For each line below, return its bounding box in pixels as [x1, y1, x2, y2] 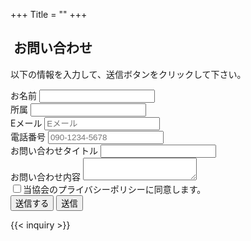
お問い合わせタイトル [10, 144, 98, 156]
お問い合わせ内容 [10, 170, 81, 183]
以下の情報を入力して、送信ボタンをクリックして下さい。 [10, 68, 247, 80]
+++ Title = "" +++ [10, 9, 88, 20]
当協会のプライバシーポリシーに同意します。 [23, 183, 207, 195]
